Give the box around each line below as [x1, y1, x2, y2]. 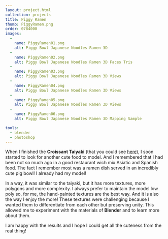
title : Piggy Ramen [5, 17, 47, 22]
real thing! [5, 228, 26, 234]
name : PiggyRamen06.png [14, 111, 65, 117]
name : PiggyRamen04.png [14, 83, 65, 88]
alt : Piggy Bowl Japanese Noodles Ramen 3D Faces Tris [14, 59, 133, 65]
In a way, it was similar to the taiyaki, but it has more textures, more [5, 180, 146, 186]
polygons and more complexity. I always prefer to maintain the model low [5, 186, 158, 192]
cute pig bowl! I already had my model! [5, 170, 86, 176]
